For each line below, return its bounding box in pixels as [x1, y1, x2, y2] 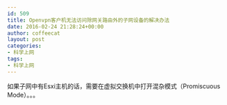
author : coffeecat [7, 29, 60, 37]
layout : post [7, 36, 45, 43]
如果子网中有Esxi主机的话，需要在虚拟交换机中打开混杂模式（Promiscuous [7, 81, 221, 90]
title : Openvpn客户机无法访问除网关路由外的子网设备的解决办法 [7, 17, 170, 24]
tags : [7, 56, 23, 63]
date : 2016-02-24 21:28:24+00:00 [7, 23, 104, 30]
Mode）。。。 [7, 90, 40, 99]
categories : [7, 42, 42, 49]
